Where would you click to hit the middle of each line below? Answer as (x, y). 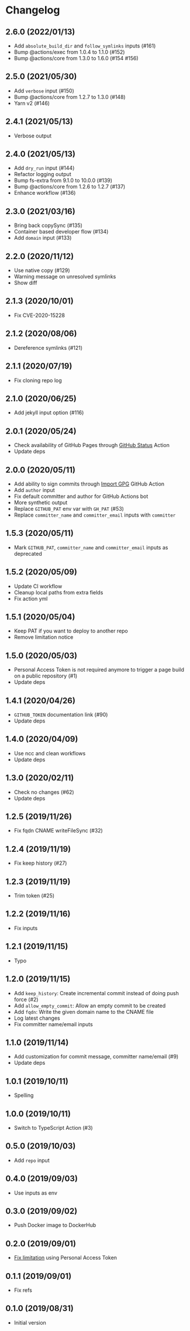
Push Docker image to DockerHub (55, 1225)
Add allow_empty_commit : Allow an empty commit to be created (90, 1005)
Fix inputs (26, 928)
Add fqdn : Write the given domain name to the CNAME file (84, 1012)
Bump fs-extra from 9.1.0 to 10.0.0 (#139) (63, 180)
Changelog (33, 10)
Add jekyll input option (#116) (49, 412)
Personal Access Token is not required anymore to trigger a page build (99, 670)
